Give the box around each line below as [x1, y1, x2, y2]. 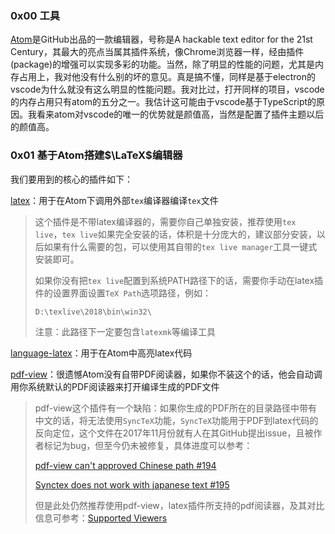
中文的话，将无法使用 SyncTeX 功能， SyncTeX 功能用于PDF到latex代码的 [34, 414, 319, 426]
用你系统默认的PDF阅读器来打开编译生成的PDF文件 [10, 380, 220, 392]
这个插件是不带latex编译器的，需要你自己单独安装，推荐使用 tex [34, 215, 297, 227]
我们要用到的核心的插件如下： [10, 173, 133, 185]
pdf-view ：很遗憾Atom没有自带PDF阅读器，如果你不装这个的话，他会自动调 [10, 368, 323, 380]
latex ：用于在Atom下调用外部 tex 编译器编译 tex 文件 [10, 194, 219, 206]
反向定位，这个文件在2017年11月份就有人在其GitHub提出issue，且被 [34, 427, 314, 439]
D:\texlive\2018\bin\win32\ [34, 307, 152, 317]
